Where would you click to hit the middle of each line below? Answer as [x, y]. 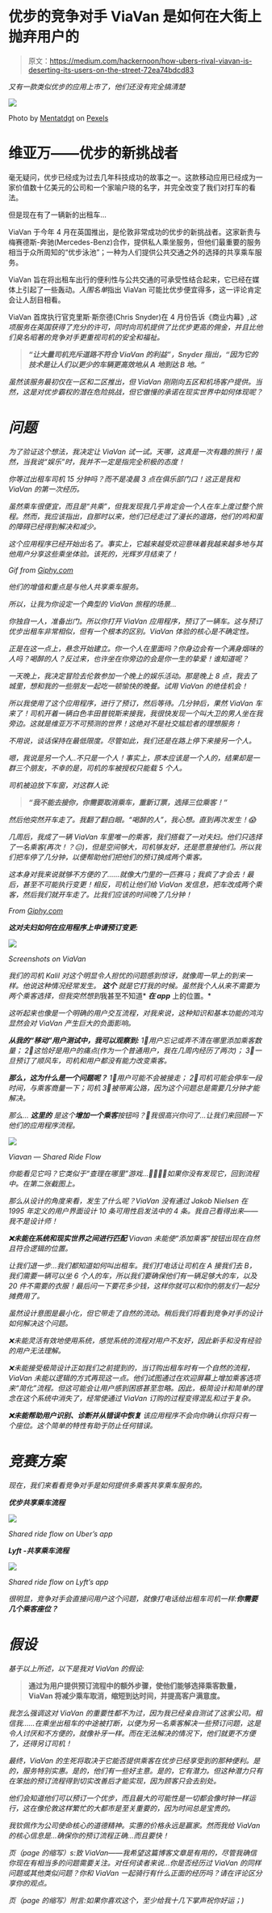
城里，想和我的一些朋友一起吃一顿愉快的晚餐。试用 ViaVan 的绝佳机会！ [128, 686]
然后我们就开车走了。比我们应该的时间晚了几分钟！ [107, 894]
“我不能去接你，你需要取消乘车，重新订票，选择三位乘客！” [128, 802]
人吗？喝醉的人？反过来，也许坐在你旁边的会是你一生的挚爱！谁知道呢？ [128, 658]
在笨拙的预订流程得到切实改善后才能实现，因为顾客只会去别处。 [114, 1781]
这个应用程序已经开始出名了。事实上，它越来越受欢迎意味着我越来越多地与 [132, 543]
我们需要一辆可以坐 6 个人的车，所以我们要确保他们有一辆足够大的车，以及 [133, 1276]
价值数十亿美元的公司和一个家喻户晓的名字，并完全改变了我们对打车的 [132, 187]
